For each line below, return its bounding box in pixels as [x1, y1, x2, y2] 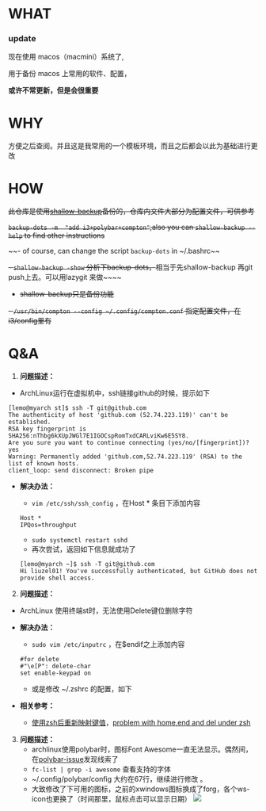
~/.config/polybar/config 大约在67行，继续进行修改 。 [31, 775, 207, 784]
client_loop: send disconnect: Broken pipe [8, 467, 154, 475]
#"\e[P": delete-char [19, 663, 91, 671]
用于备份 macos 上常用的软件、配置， [8, 69, 131, 78]
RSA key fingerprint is [8, 425, 87, 433]
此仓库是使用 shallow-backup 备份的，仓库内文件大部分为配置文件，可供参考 [8, 207, 255, 216]
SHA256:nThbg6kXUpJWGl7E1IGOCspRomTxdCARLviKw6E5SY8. [8, 432, 190, 440]
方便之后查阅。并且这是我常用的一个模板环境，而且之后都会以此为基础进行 [8, 141, 251, 151]
